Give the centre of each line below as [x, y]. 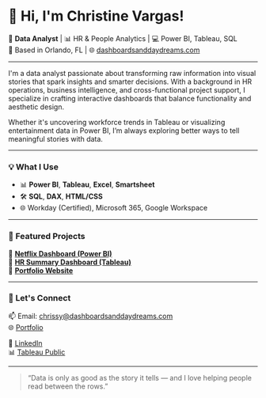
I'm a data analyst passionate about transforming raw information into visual [132, 73]
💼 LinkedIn [25, 343]
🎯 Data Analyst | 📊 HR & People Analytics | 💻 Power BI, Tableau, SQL [123, 38]
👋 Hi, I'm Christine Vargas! [96, 16]
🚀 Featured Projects [47, 237]
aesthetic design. [36, 107]
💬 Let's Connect [40, 298]
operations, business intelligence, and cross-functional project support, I [127, 89]
